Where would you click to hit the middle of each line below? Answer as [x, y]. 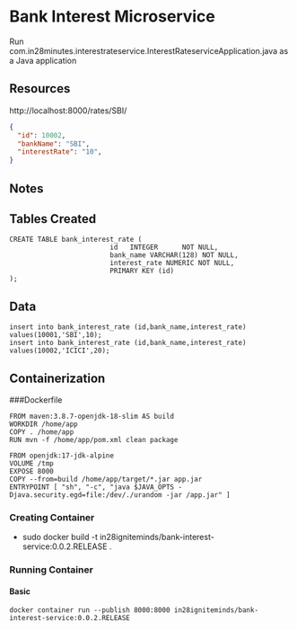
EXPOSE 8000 [31, 471]
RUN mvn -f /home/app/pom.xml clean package [94, 439]
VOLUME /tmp [31, 463]
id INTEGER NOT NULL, [164, 248]
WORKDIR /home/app [44, 424]
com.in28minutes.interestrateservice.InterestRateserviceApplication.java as [149, 50]
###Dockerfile [36, 399]
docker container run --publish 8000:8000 [90, 610]
